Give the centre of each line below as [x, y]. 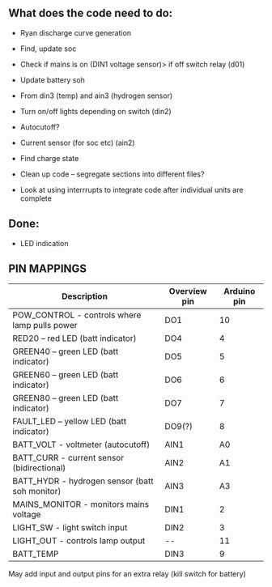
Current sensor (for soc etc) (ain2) [77, 142]
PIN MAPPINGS [48, 269]
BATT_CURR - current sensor [68, 458]
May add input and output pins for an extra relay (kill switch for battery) [127, 574]
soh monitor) [37, 491]
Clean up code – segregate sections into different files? [112, 174]
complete [36, 198]
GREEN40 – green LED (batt [66, 351]
